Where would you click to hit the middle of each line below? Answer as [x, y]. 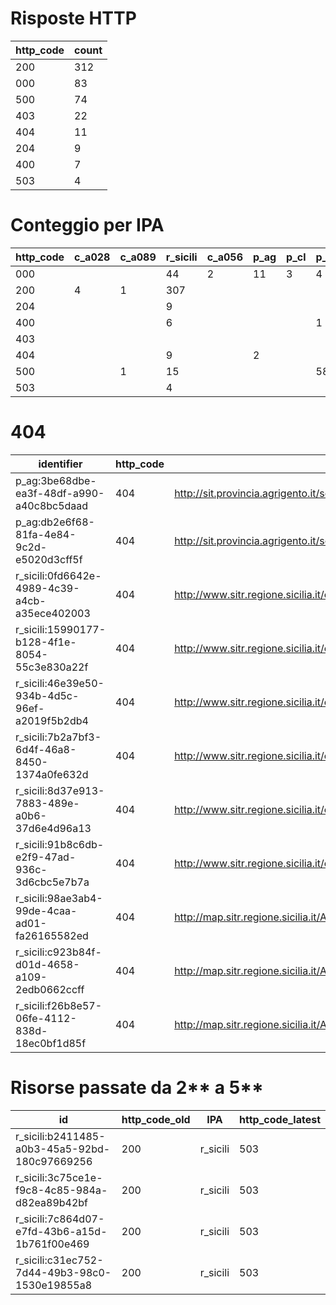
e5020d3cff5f [49, 559]
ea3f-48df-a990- [60, 493]
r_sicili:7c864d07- [60, 1219]
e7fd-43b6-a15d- [61, 1231]
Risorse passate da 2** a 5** [137, 1088]
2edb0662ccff [50, 989]
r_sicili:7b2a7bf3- [58, 737]
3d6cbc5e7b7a [52, 882]
